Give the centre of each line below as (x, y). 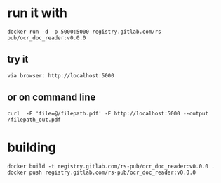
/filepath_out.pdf (34, 120)
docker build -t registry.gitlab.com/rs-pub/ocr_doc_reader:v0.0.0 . (111, 166)
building (32, 147)
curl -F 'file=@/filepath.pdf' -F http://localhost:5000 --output (108, 113)
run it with (38, 13)
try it (18, 59)
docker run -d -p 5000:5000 (48, 32)
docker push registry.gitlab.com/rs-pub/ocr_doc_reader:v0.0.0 (102, 172)
